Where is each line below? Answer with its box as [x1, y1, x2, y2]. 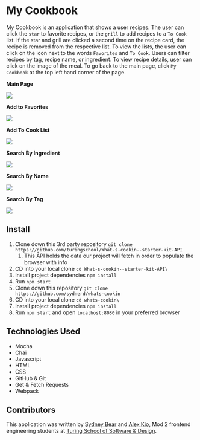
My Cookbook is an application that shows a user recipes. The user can [6, 24, 184, 31]
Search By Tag [6, 195, 43, 202]
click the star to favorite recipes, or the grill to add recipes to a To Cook [6, 30, 187, 37]
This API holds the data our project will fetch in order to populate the [23, 252, 194, 259]
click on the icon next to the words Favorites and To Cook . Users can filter [6, 49, 190, 56]
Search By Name [6, 172, 49, 180]
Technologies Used [6, 326, 80, 337]
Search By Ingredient [6, 149, 60, 157]
